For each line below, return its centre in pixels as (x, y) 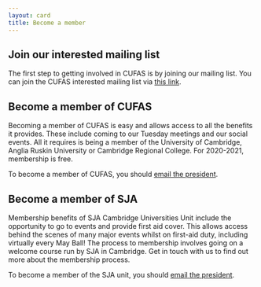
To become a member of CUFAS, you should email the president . (113, 175)
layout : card (29, 15)
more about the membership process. (69, 259)
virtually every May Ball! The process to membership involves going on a (126, 243)
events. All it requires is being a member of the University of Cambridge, (125, 142)
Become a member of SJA (73, 199)
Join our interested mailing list (84, 55)
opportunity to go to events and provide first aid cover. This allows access (128, 226)
